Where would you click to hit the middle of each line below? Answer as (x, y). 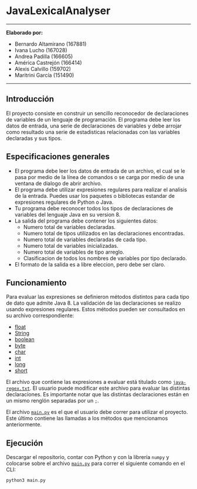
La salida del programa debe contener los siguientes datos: (86, 221)
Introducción (30, 99)
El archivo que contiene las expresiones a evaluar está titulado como (89, 382)
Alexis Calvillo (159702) (43, 69)
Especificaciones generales (58, 157)
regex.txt (18, 389)
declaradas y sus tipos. (34, 138)
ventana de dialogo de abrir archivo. (58, 183)
